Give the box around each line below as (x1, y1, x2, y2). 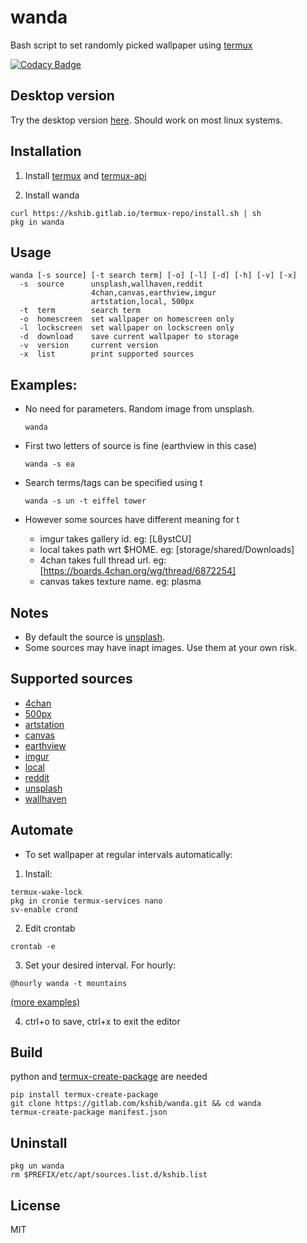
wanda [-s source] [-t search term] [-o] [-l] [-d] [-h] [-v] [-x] (10, 271, 298, 281)
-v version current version (19, 341, 159, 351)
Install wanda (24, 189, 80, 201)
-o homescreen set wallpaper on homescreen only (19, 314, 235, 325)
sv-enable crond (10, 904, 78, 915)
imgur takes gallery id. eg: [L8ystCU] (39, 533, 192, 545)
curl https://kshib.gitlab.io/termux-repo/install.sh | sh (10, 208, 262, 218)
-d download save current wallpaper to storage (19, 332, 240, 342)
